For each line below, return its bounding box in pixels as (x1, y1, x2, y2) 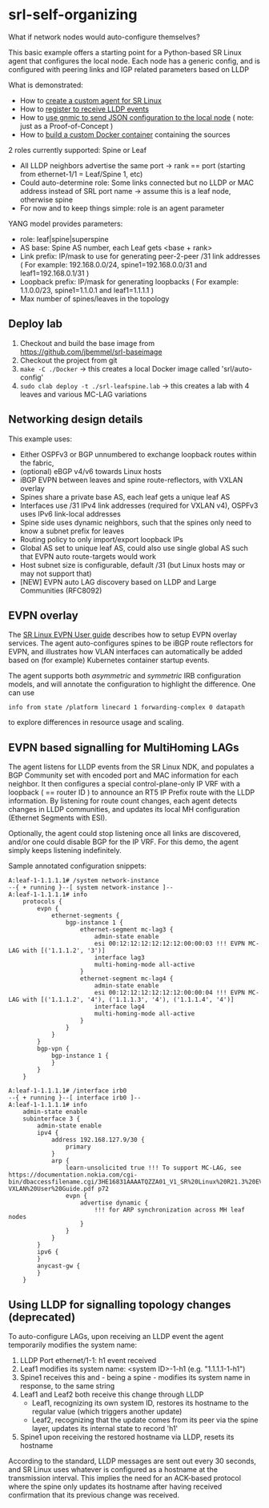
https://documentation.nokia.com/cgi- (8, 1171, 138, 1179)
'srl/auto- (221, 364, 253, 373)
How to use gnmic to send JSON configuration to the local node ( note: (19, 112, 255, 122)
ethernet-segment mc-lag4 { (79, 975, 174, 983)
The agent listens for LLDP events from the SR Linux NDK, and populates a (8, 762, 255, 772)
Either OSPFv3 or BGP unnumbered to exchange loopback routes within (19, 449, 257, 459)
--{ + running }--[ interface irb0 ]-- (8, 1094, 142, 1102)
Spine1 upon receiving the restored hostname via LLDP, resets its (19, 1432, 235, 1442)
